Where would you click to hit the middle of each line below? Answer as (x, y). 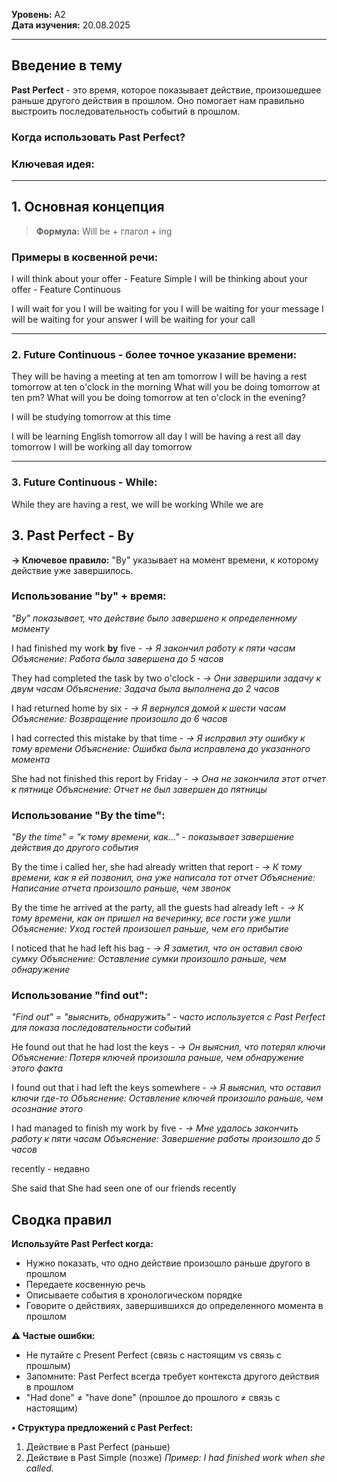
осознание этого (47, 1109)
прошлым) (48, 1366)
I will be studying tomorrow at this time (91, 417)
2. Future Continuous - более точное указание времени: (154, 355)
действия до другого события (75, 848)
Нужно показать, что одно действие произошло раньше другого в (168, 1263)
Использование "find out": (80, 996)
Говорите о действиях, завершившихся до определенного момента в (174, 1306)
